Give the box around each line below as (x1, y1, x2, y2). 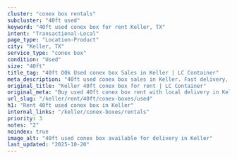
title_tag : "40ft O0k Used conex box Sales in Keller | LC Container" (7, 69, 219, 76)
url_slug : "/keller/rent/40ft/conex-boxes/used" (7, 96, 153, 103)
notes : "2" (7, 121, 39, 129)
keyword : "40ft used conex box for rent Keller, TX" (7, 23, 166, 30)
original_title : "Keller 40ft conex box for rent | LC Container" (7, 82, 207, 89)
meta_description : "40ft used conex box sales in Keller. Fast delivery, (7, 75, 229, 83)
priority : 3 (7, 115, 42, 122)
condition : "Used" (7, 56, 61, 63)
